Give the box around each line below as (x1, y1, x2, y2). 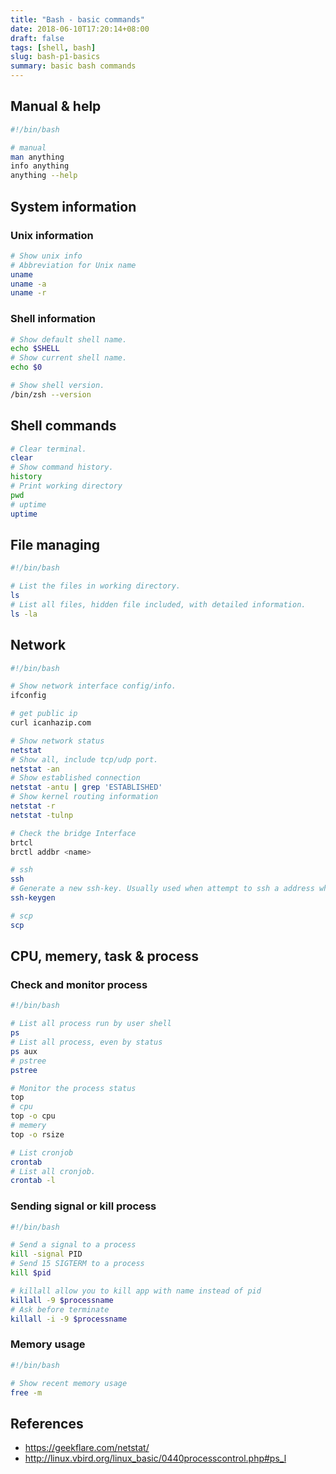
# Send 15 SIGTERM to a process (10, 1259, 145, 1269)
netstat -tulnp (10, 810, 74, 820)
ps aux (10, 1046, 38, 1056)
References (10, 1415, 84, 1432)
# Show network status (10, 736, 105, 746)
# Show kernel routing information (10, 792, 159, 802)
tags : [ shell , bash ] (10, 42, 97, 53)
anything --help (10, 171, 78, 181)
